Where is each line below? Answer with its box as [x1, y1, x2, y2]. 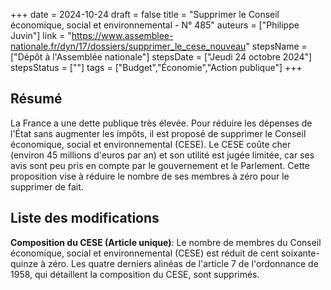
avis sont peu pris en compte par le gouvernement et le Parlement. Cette [10, 159, 310, 171]
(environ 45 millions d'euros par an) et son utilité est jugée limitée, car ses [10, 149, 315, 161]
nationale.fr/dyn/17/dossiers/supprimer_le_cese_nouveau [10, 40, 247, 52]
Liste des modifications [10, 210, 160, 227]
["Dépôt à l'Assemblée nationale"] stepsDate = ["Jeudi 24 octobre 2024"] [10, 51, 313, 63]
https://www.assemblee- [71, 30, 174, 41]
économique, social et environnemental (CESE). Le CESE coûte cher [10, 138, 292, 150]
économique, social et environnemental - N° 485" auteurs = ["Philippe [10, 19, 300, 31]
